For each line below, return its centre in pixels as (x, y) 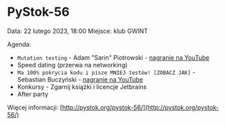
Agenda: (19, 44)
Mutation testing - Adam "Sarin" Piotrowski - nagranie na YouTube (113, 57)
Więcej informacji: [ (35, 107)
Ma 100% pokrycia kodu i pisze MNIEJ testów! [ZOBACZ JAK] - (106, 72)
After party (32, 94)
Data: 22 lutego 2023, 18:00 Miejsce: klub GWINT (78, 31)
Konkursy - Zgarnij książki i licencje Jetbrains (82, 87)
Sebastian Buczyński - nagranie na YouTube (80, 79)
